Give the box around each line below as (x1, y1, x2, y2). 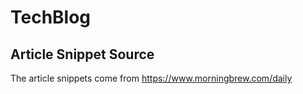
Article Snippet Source (10, 46, 155, 63)
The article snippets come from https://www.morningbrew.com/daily (10, 72, 293, 84)
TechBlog (10, 6, 92, 29)
